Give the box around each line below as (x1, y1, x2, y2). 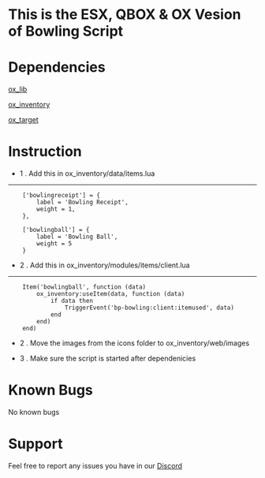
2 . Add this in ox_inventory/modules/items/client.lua (19, 260, 191, 270)
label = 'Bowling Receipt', (36, 199, 129, 207)
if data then (50, 297, 93, 305)
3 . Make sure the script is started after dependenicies (19, 353, 196, 364)
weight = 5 (36, 240, 73, 248)
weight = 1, (36, 205, 77, 214)
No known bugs (8, 408, 60, 416)
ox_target (8, 115, 39, 125)
